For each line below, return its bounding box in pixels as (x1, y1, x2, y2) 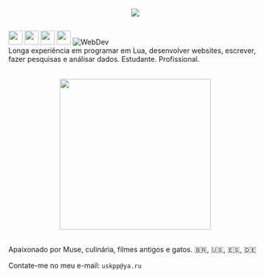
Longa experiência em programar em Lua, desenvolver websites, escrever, (8, 46, 256, 55)
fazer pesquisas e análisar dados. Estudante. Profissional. (8, 55, 200, 64)
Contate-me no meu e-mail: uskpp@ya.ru (8, 261, 142, 271)
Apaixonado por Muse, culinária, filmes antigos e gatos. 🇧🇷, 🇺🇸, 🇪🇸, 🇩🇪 (8, 245, 257, 255)
